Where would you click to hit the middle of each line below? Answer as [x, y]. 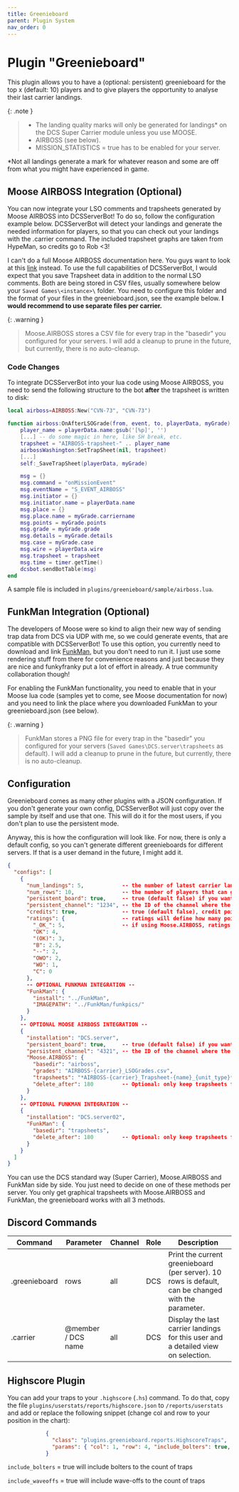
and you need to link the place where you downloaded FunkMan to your [113, 704]
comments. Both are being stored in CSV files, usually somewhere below [114, 283]
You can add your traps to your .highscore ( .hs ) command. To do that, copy [118, 1397]
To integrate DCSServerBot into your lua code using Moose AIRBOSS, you [116, 383]
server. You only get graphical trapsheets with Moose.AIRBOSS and [106, 1193]
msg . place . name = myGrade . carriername [78, 516]
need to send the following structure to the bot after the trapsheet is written [118, 390]
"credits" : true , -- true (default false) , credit [123, 912]
